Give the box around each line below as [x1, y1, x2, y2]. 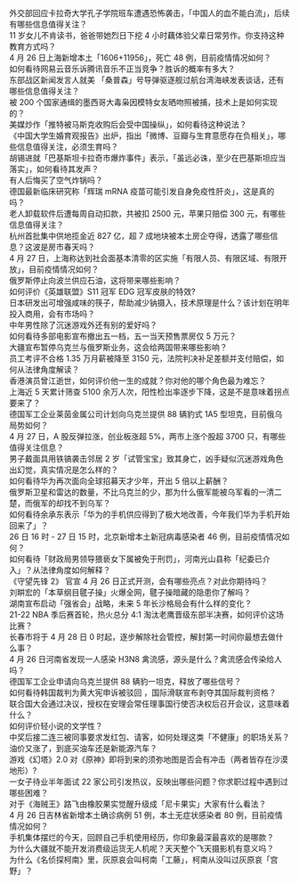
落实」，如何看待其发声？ [9, 164, 100, 174]
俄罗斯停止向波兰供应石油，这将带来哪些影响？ [9, 275, 181, 285]
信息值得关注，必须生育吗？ [16, 142, 118, 151]
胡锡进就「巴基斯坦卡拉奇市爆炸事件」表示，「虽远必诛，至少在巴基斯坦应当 [9, 152, 287, 163]
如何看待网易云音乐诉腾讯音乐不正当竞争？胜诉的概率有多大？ [9, 63, 236, 74]
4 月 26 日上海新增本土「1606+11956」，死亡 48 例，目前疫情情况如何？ [9, 53, 271, 62]
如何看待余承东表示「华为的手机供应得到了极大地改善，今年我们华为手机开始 [9, 509, 290, 520]
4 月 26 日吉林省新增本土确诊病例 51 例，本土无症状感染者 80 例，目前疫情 [9, 810, 283, 820]
